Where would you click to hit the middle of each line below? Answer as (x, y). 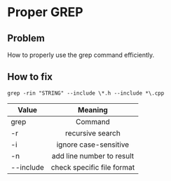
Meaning (93, 109)
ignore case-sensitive (93, 145)
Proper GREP (45, 12)
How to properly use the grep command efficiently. (81, 55)
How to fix (30, 77)
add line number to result (93, 156)
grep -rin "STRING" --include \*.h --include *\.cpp (86, 93)
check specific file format (93, 167)
